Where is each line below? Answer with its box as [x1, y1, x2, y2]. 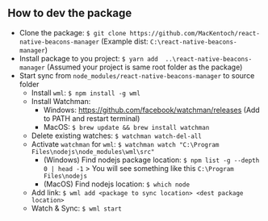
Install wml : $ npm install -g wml [31, 88, 140, 98]
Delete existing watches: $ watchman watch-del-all [31, 131, 203, 140]
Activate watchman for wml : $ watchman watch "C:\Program [31, 139, 220, 148]
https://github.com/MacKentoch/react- [129, 29, 260, 37]
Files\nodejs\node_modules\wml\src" [31, 148, 155, 156]
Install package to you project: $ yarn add [19, 53, 158, 63]
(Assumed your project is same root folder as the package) [46, 62, 243, 72]
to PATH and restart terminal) [43, 113, 140, 123]
